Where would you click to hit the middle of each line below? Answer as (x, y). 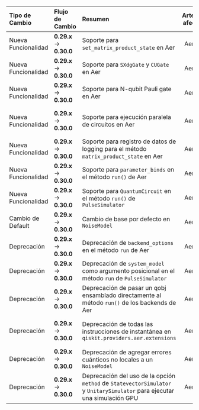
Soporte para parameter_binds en (128, 170)
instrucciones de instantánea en (127, 332)
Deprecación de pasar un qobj (124, 288)
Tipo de (20, 15)
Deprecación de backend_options (128, 243)
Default (19, 226)
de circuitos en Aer (108, 125)
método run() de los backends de (129, 303)
